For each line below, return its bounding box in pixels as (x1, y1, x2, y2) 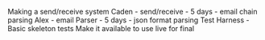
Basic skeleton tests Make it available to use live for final (7, 24, 195, 33)
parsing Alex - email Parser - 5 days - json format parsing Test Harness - (7, 15, 250, 25)
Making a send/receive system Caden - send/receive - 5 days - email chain (7, 7, 259, 16)
